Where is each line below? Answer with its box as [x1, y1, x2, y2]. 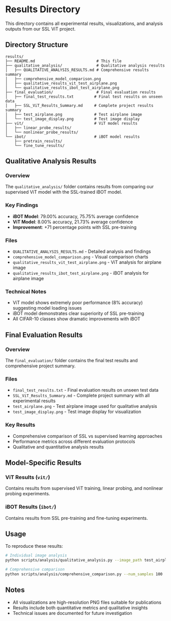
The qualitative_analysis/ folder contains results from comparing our [5, 184, 154, 190]
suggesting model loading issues [12, 305, 82, 311]
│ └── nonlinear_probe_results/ [5, 130, 79, 135]
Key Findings [5, 202, 38, 209]
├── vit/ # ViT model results [5, 121, 138, 126]
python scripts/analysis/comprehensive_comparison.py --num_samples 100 [5, 572, 163, 577]
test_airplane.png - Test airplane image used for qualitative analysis [12, 403, 157, 409]
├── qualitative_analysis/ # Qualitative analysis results [5, 63, 165, 68]
